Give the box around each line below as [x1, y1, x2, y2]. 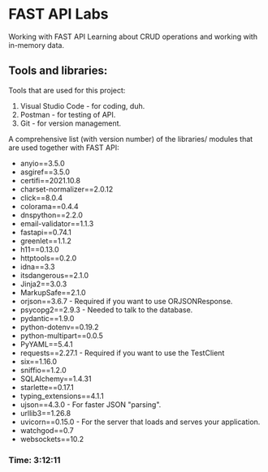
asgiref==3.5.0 [19, 167, 71, 177]
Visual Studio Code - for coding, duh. [19, 101, 145, 110]
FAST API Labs [8, 5, 109, 24]
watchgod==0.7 [19, 425, 75, 435]
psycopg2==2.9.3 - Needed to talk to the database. [19, 305, 193, 315]
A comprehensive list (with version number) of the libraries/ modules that [8, 134, 253, 144]
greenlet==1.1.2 [19, 236, 71, 246]
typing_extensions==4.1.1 [19, 391, 104, 401]
